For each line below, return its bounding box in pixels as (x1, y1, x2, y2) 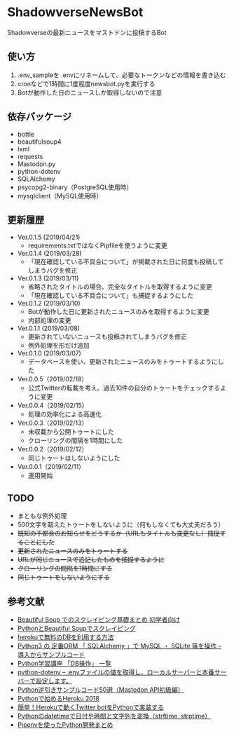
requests (17, 152, 43, 161)
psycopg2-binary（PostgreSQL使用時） (17, 183, 133, 191)
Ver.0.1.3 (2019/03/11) (17, 274, 79, 282)
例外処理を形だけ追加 (27, 341, 90, 350)
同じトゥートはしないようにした (27, 454, 121, 463)
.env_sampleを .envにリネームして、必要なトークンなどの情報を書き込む (17, 71, 226, 79)
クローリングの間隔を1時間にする (17, 564, 113, 573)
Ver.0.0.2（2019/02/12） (17, 445, 88, 454)
